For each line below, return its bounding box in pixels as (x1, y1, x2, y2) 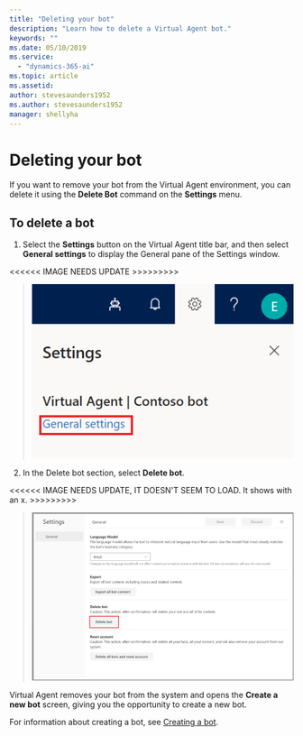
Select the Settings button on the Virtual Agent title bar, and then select (22, 239, 289, 250)
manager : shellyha (9, 109, 78, 119)
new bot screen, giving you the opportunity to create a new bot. (9, 699, 247, 710)
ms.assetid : (9, 81, 54, 90)
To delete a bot (9, 215, 95, 230)
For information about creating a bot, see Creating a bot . (9, 717, 219, 728)
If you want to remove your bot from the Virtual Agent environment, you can (9, 179, 291, 190)
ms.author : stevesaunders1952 (9, 100, 124, 109)
